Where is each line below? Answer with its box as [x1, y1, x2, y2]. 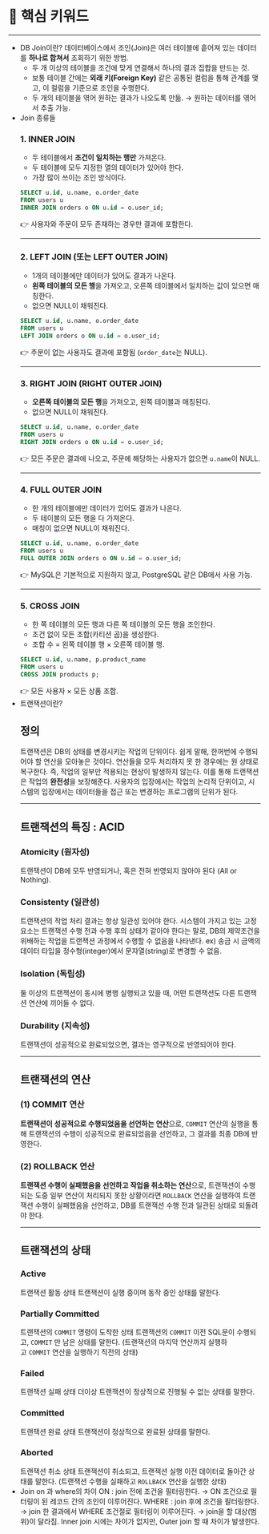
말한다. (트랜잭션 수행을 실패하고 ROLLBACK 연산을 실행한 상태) [34, 1476, 227, 1486]
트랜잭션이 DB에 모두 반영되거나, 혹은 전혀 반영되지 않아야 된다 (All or [19, 866, 238, 876]
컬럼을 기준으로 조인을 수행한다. [50, 83, 150, 92]
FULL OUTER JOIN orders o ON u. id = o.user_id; [19, 554, 183, 562]
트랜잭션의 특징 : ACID [19, 820, 126, 834]
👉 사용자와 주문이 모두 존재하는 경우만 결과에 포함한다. [19, 219, 194, 228]
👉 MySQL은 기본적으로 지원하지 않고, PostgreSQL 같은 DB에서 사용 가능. [19, 570, 253, 579]
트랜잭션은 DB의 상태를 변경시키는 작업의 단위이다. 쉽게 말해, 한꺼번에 [19, 747, 238, 757]
